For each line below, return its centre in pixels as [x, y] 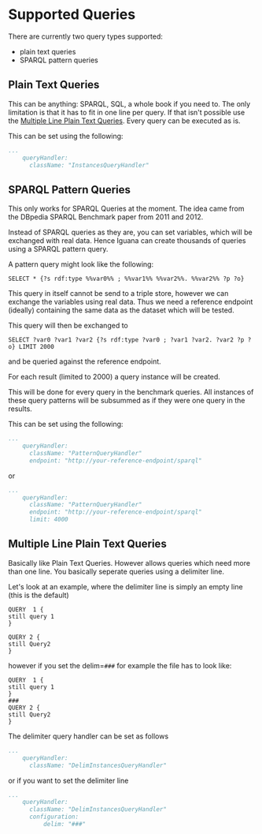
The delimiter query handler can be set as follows [89, 736]
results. [20, 409]
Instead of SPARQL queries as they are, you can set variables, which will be [131, 232]
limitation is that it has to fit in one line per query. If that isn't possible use [127, 112]
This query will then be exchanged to [68, 326]
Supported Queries [72, 15]
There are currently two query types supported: [86, 36]
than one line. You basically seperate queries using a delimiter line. [116, 571]
